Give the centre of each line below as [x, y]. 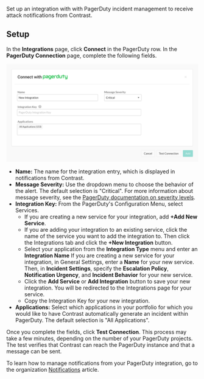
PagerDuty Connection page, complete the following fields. [82, 55]
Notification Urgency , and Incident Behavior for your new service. [108, 275]
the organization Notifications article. [53, 369]
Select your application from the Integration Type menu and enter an [111, 249]
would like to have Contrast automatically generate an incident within [102, 313]
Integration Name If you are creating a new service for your [99, 256]
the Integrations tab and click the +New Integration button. [98, 242]
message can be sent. [34, 351]
